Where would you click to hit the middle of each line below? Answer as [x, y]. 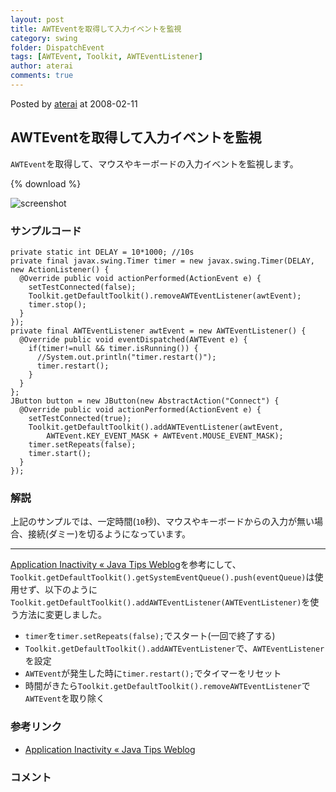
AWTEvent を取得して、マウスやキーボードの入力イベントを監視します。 [154, 163]
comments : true [42, 76]
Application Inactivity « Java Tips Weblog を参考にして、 [126, 565]
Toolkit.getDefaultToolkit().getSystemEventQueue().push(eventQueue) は [162, 577]
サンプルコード [46, 231]
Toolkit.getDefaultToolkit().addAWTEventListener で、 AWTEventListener [174, 648]
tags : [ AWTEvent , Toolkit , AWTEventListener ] [106, 57]
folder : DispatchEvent [57, 47]
